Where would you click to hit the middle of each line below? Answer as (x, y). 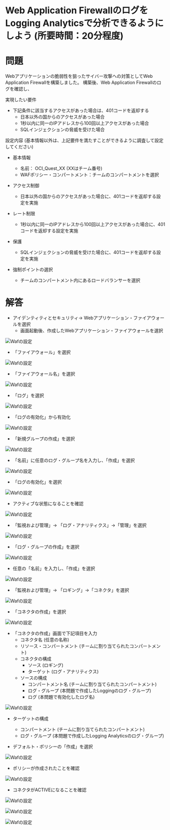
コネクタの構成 (36, 659)
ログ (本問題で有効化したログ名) (61, 697)
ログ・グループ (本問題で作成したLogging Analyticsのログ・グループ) (92, 736)
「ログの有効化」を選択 (37, 482)
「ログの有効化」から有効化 (42, 417)
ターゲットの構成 (30, 719)
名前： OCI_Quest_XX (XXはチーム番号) (61, 168)
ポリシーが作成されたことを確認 (46, 768)
